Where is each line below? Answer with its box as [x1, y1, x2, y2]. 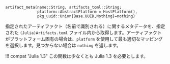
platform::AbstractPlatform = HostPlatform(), [37, 9, 138, 14]
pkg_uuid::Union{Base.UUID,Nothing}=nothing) [37, 14, 136, 19]
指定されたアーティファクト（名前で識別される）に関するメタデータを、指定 [5, 23, 165, 29]
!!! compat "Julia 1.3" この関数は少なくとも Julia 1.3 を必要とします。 [5, 53, 149, 59]
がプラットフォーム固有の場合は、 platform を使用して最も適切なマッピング [5, 36, 163, 42]
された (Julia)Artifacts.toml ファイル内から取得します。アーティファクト [5, 29, 162, 36]
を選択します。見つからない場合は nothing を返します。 [5, 42, 121, 48]
